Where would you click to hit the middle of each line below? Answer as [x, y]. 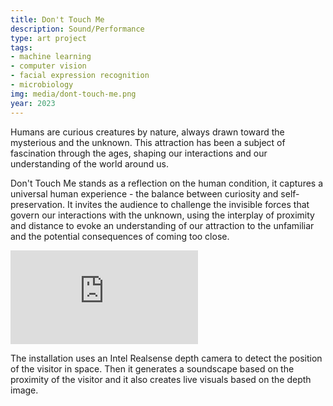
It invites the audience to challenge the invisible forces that [188, 204]
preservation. [38, 204]
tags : [21, 47]
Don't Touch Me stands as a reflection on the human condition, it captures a [167, 183]
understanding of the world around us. [89, 163]
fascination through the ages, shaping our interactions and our [139, 153]
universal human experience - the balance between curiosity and [144, 193]
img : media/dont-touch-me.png [73, 94]
